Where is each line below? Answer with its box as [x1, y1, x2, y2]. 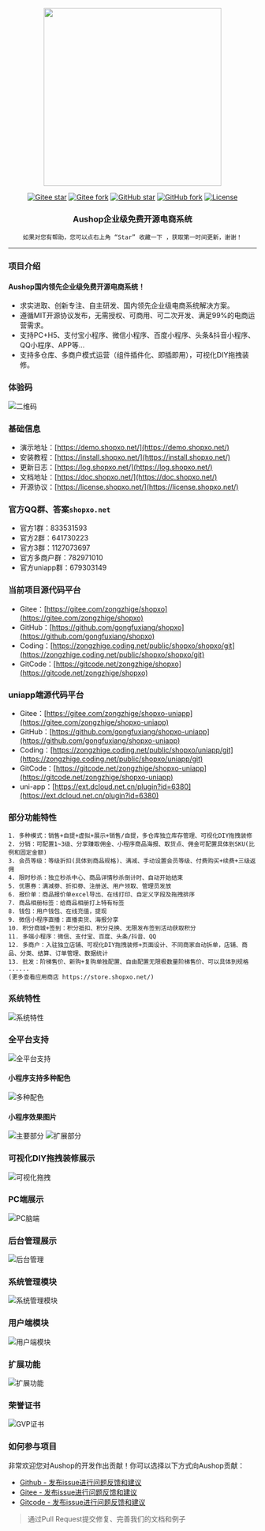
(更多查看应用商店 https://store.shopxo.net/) [8, 973, 155, 981]
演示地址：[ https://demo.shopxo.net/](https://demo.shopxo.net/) [19, 443, 230, 453]
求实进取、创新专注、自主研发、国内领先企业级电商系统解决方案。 [19, 301, 234, 310]
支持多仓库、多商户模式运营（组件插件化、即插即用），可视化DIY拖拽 [19, 351, 243, 360]
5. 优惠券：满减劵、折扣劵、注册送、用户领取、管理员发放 [8, 882, 172, 890]
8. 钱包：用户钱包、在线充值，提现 [8, 908, 107, 915]
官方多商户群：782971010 [19, 553, 104, 563]
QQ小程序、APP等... [19, 340, 85, 350]
